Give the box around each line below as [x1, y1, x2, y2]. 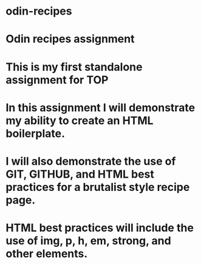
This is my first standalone [5, 60, 143, 74]
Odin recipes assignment [5, 32, 135, 46]
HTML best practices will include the [5, 221, 194, 235]
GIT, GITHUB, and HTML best [5, 167, 154, 181]
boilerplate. [5, 127, 65, 141]
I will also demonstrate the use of [5, 154, 176, 168]
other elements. [5, 247, 88, 261]
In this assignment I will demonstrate [5, 100, 196, 114]
